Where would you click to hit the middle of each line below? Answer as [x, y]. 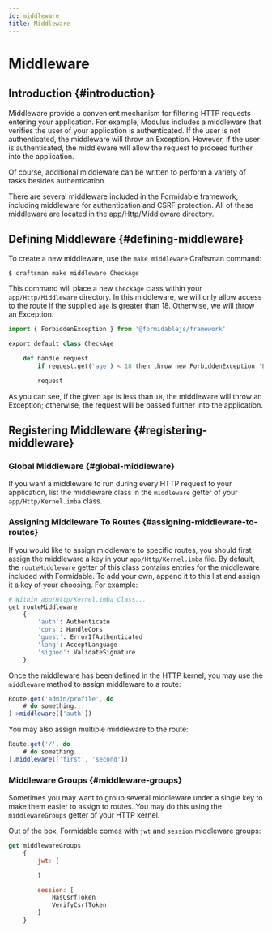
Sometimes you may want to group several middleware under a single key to [136, 798]
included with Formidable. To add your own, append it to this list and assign [134, 576]
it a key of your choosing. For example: [73, 585]
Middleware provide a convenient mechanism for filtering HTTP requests [130, 113]
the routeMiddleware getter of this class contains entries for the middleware [134, 567]
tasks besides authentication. [57, 180]
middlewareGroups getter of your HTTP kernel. [84, 815]
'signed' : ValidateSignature [87, 652]
